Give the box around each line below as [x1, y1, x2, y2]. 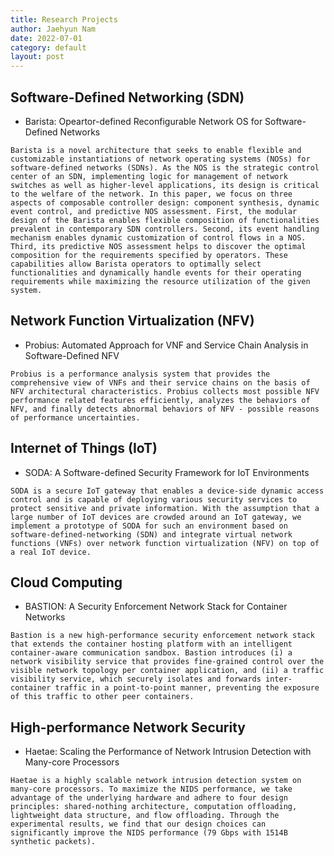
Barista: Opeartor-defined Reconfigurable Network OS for [24, 115, 263, 127]
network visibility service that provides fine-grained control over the [10, 657, 325, 667]
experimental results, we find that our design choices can [10, 819, 267, 830]
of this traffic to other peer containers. [10, 692, 195, 702]
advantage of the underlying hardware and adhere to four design [10, 793, 288, 803]
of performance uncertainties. [10, 412, 141, 423]
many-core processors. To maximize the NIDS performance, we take [10, 784, 293, 795]
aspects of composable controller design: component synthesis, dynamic [10, 197, 320, 208]
